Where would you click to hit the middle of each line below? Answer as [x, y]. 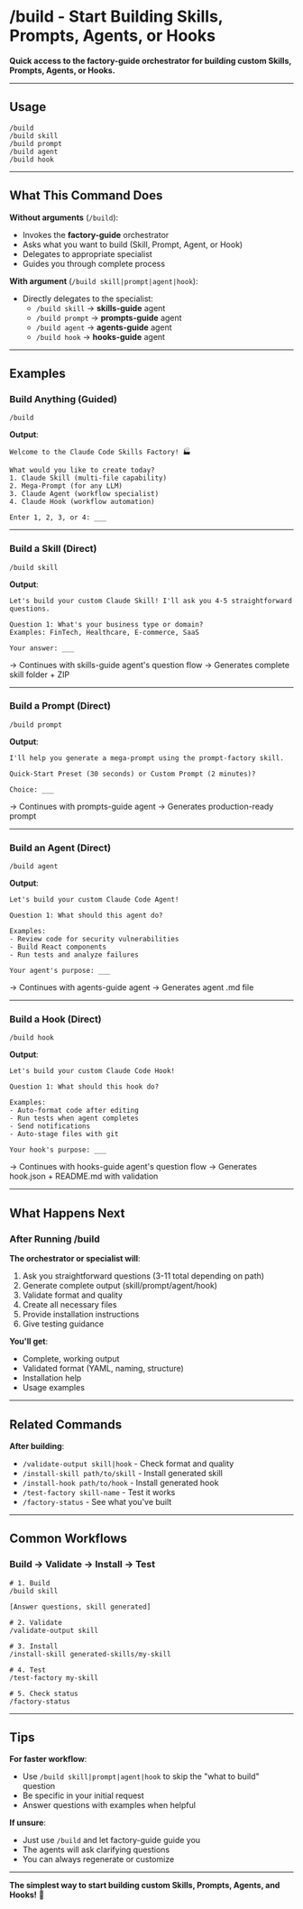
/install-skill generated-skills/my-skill [90, 1654]
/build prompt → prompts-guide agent [109, 317]
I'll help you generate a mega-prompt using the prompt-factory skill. [147, 758]
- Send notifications [50, 1126]
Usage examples [54, 1388]
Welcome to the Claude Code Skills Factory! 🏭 [100, 453]
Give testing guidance [63, 1324]
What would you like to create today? [82, 471]
